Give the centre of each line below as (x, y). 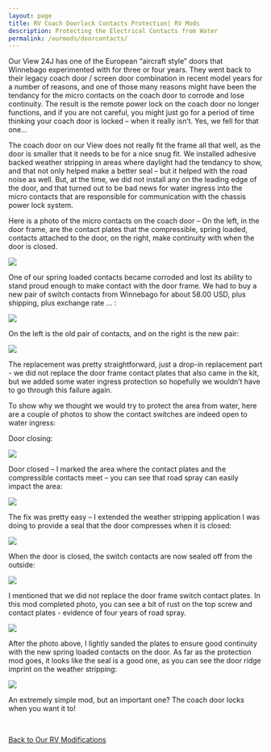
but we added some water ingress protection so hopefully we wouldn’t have (134, 382)
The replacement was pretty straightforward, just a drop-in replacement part (135, 364)
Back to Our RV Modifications (57, 740)
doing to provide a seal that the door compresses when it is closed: (120, 526)
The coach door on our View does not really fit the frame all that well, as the (134, 145)
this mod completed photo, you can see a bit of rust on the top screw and (130, 605)
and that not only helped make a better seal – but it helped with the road (128, 171)
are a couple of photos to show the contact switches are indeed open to (128, 414)
